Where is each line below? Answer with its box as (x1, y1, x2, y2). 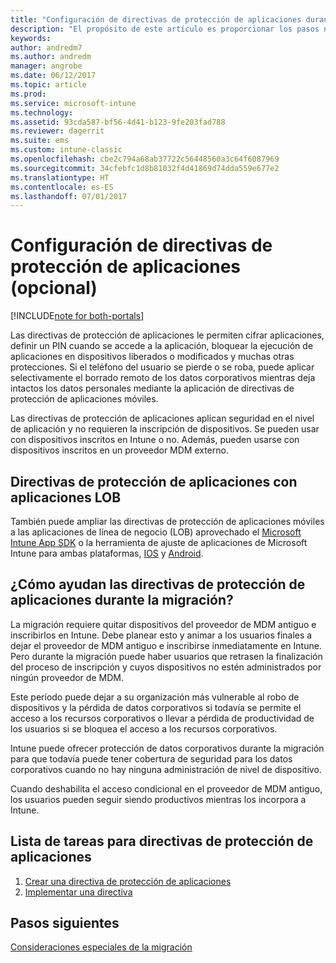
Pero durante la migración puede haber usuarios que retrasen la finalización (10, 650, 323, 662)
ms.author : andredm (10, 52, 92, 62)
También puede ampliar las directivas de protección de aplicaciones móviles (10, 516, 325, 527)
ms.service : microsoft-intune (10, 98, 137, 108)
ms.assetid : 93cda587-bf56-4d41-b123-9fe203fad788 (10, 117, 226, 127)
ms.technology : (10, 107, 74, 118)
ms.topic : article (10, 80, 87, 90)
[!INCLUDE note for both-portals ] (10, 310, 145, 322)
